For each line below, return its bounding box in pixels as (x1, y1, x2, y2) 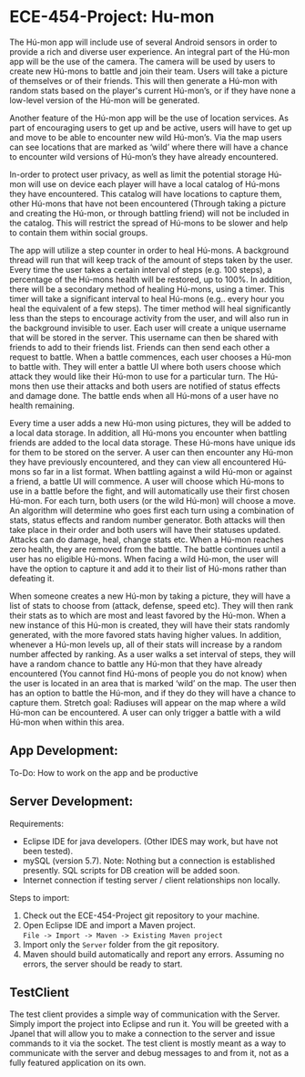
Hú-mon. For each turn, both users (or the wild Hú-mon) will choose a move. (9, 495, 296, 506)
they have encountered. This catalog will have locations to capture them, (9, 188, 282, 199)
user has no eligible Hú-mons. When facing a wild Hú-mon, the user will (9, 553, 280, 564)
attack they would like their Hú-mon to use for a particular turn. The (9, 371, 262, 382)
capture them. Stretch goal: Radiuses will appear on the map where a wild (9, 696, 287, 708)
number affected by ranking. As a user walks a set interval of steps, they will (9, 648, 296, 659)
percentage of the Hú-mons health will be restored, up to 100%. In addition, (9, 274, 293, 285)
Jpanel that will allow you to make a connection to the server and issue (9, 1029, 276, 1040)
